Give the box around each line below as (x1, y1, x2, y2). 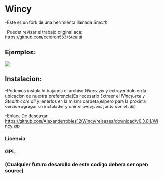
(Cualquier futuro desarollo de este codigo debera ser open (5, 161, 149, 168)
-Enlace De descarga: (5, 113, 49, 119)
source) (5, 167, 24, 174)
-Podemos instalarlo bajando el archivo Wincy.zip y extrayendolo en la (5, 88, 146, 93)
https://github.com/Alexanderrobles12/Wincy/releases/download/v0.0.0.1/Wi (5, 118, 159, 124)
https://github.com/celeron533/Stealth (5, 34, 83, 40)
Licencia (5, 135, 26, 142)
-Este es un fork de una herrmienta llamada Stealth (5, 19, 108, 25)
